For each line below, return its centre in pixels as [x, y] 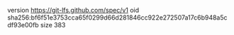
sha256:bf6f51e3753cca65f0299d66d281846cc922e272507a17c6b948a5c [118, 17]
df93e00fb [23, 25]
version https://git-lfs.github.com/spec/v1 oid [73, 10]
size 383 [53, 25]
